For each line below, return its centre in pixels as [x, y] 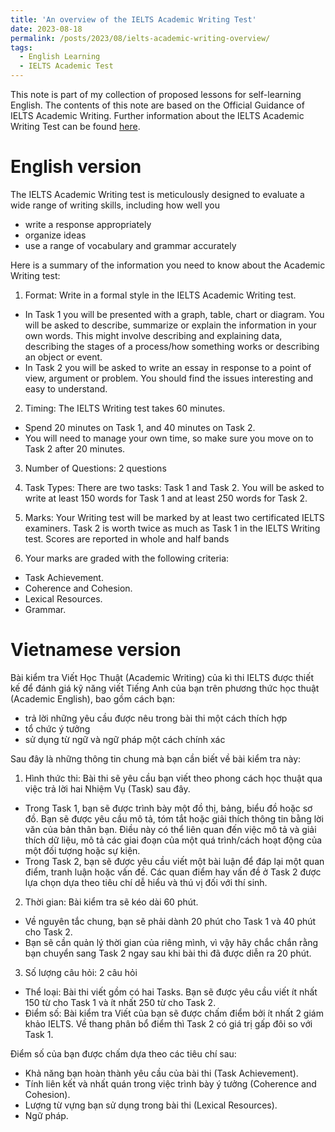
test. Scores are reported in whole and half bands [127, 538]
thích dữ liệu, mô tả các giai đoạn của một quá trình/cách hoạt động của [173, 840]
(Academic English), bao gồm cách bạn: [93, 698]
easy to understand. [66, 388]
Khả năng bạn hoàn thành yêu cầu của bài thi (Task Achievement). [161, 1073]
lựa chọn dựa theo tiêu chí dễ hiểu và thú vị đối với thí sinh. [146, 882]
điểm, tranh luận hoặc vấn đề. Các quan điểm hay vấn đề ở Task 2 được [173, 872]
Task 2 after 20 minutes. [75, 448]
